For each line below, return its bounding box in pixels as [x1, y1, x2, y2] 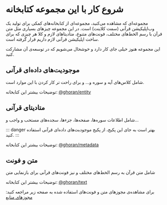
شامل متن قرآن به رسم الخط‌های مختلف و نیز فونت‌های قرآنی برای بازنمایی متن [6, 169, 155, 175]
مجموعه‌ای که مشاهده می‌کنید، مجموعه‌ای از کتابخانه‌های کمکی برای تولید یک [6, 20, 148, 26]
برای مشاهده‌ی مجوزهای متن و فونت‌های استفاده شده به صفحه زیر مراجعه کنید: [6, 189, 155, 195]
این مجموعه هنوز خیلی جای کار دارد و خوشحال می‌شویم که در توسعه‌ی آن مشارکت [6, 46, 160, 52]
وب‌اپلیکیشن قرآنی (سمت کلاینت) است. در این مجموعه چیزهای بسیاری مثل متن [6, 25, 155, 31]
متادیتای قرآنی [6, 104, 45, 112]
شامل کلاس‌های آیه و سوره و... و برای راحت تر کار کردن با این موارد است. [6, 79, 144, 85]
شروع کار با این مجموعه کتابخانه [6, 4, 124, 15]
